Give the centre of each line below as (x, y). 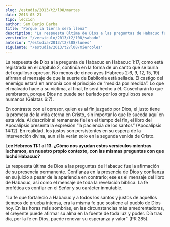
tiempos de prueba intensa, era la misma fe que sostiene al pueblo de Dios (83, 203)
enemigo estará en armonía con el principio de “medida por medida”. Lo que (85, 83)
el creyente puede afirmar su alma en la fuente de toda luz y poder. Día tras (84, 213)
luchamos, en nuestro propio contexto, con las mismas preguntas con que (85, 151)
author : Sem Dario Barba (31, 24)
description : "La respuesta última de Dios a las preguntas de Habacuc (82, 33)
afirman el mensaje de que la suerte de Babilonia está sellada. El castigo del (84, 78)
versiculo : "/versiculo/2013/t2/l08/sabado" (53, 38)
